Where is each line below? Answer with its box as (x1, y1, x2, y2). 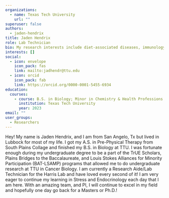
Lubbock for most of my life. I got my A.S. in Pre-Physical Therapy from (5, 139, 153, 145)
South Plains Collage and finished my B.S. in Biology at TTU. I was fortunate (5, 144, 162, 150)
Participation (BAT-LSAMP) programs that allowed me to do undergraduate (5, 160, 160, 166)
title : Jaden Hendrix (5, 36, 51, 41)
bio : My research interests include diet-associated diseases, (5, 45, 141, 50)
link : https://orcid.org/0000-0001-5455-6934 (14, 82, 112, 87)
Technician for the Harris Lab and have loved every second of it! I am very (5, 171, 159, 177)
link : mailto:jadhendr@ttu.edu (14, 69, 80, 74)
